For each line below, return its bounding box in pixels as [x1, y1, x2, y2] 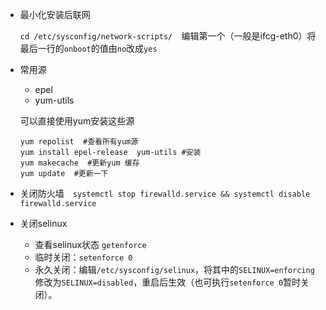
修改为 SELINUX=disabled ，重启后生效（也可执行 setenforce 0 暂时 [34, 276, 302, 288]
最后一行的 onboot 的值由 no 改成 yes [19, 43, 158, 54]
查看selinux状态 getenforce [34, 239, 147, 250]
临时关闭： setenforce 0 [34, 251, 133, 263]
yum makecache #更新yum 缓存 [19, 158, 140, 168]
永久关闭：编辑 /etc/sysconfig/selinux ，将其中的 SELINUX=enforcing [34, 264, 315, 275]
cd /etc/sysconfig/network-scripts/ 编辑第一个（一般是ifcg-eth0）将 [19, 30, 317, 42]
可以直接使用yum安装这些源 [19, 115, 135, 127]
